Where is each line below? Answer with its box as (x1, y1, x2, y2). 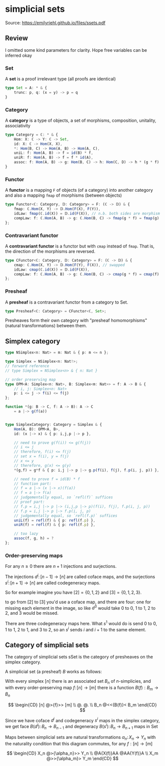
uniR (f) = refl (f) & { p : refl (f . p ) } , (14, 522, 96, 527)
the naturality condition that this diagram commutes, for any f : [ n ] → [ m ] (5, 740, 153, 746)
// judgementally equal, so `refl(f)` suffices (14, 495, 113, 500)
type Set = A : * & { (5, 85, 48, 91)
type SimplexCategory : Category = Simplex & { (5, 422, 102, 427)
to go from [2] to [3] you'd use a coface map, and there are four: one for (5, 599, 151, 605)
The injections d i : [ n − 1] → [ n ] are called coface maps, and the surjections (5, 573, 156, 580)
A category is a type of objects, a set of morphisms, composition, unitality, (5, 117, 157, 123)
